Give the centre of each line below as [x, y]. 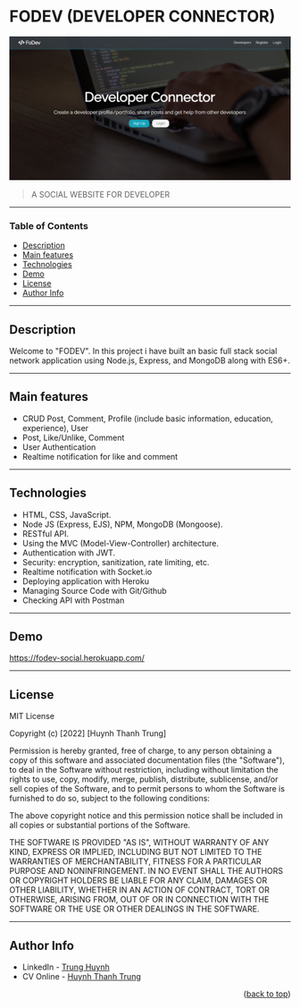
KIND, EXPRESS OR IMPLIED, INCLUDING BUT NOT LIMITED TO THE [136, 852]
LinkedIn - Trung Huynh [66, 967]
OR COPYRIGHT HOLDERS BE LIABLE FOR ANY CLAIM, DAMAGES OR [138, 881]
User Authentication [59, 447]
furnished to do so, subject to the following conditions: [109, 799]
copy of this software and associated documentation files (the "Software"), [147, 760]
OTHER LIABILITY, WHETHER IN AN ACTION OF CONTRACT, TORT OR [139, 890]
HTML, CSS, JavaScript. [67, 514]
